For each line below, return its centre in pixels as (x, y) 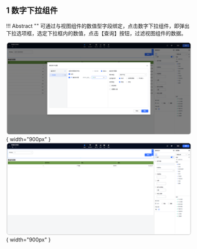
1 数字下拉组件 (32, 11)
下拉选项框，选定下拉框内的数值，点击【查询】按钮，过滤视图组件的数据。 (96, 33)
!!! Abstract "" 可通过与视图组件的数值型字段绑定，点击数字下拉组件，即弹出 (98, 26)
